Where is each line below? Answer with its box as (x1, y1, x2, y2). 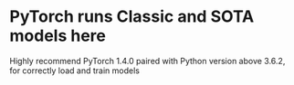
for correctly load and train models (9, 65, 140, 76)
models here (9, 25, 107, 46)
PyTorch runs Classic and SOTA (9, 6, 255, 27)
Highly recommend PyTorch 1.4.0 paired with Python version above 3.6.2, (9, 55, 286, 66)
